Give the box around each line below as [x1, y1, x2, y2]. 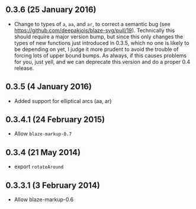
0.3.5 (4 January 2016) [5, 82, 92, 92]
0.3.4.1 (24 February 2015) [5, 115, 105, 125]
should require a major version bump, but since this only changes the [14, 33, 184, 40]
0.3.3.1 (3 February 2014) [5, 180, 100, 190]
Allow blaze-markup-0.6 [14, 196, 74, 203]
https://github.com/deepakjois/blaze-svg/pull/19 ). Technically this [14, 27, 175, 34]
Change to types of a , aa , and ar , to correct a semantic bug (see [14, 20, 171, 27]
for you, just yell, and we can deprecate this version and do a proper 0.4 [14, 58, 191, 65]
